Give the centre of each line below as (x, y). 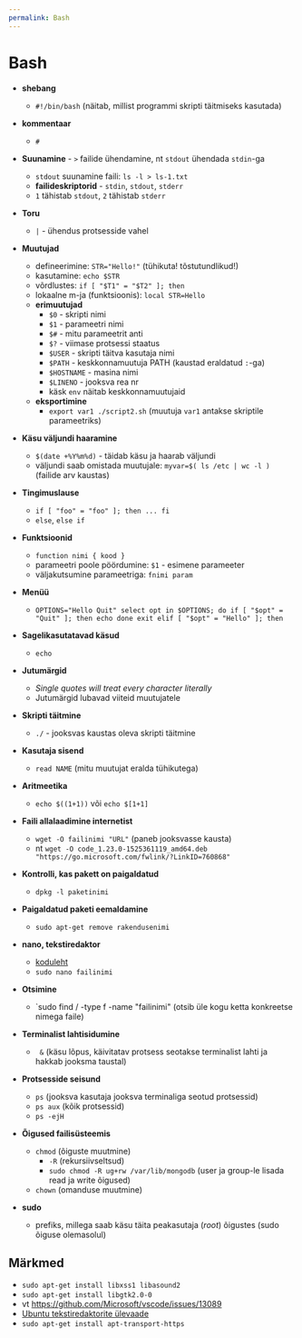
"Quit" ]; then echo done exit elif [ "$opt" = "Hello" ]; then (159, 618)
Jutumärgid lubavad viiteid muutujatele (107, 697)
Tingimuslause (50, 493)
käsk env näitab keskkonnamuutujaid (117, 391)
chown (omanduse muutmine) (88, 1189)
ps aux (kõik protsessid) (80, 1106)
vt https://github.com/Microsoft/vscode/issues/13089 (122, 1304)
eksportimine (61, 401)
